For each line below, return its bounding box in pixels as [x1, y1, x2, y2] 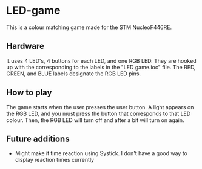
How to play [6, 88, 52, 98]
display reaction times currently [15, 156, 95, 164]
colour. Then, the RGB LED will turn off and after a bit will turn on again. [6, 116, 184, 124]
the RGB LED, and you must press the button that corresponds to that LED [6, 110, 191, 117]
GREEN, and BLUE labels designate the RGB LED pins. [6, 70, 141, 77]
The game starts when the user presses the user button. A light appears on [6, 103, 194, 110]
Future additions [6, 133, 70, 144]
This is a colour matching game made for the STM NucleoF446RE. [6, 24, 172, 31]
